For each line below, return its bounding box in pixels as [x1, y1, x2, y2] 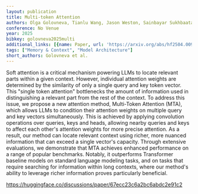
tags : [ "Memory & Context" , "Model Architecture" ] [6, 47, 133, 53]
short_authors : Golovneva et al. [6, 53, 88, 59]
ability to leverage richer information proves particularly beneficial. [6, 169, 168, 176]
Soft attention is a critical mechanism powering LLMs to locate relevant [6, 69, 179, 76]
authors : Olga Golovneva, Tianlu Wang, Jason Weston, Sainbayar [6, 20, 167, 25]
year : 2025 [6, 31, 33, 37]
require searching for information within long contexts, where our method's [6, 163, 189, 170]
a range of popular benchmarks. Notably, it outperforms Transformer [6, 150, 174, 157]
